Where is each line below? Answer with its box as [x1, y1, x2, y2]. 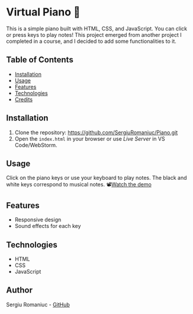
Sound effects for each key [14, 223, 81, 230]
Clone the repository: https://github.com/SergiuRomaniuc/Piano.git [14, 129, 178, 136]
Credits [14, 96, 33, 103]
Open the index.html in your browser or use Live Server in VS [14, 135, 165, 142]
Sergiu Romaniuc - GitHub [6, 301, 70, 308]
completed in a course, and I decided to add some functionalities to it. [6, 37, 176, 45]
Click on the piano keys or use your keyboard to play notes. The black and [6, 175, 188, 182]
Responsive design [14, 216, 62, 223]
